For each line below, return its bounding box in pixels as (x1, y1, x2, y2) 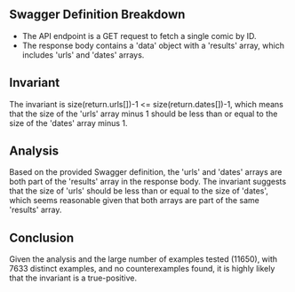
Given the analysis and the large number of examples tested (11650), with (9, 254, 278, 264)
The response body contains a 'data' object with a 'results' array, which (21, 40, 284, 51)
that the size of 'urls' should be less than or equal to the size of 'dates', (9, 185, 269, 196)
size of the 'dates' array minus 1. (9, 117, 128, 128)
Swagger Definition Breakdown (9, 7, 186, 22)
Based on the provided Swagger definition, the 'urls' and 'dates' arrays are (9, 167, 283, 178)
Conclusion (9, 230, 75, 245)
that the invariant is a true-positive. (9, 272, 138, 283)
